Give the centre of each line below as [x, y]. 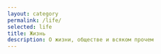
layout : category [33, 14]
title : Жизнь [27, 33]
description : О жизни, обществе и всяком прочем [80, 40]
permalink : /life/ [34, 20]
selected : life [30, 27]
